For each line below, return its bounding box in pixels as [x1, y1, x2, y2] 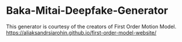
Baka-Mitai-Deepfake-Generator [6, 4, 169, 17]
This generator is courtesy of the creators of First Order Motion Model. [6, 23, 177, 30]
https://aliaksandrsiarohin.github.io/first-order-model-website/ [6, 29, 157, 36]
